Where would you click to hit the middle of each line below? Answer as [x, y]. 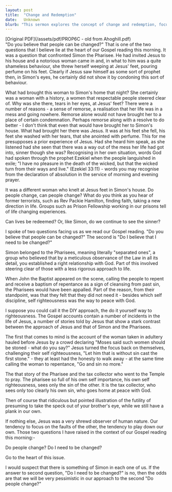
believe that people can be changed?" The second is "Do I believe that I [81, 237]
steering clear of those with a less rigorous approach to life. [68, 269]
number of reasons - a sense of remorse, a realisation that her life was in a [84, 109]
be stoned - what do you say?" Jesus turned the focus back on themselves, [85, 348]
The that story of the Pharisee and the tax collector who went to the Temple [85, 374]
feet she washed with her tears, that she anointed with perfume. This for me [85, 136]
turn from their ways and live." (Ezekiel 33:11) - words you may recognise [82, 169]
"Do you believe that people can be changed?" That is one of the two [78, 45]
